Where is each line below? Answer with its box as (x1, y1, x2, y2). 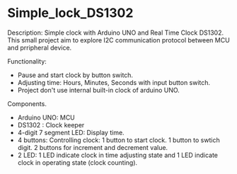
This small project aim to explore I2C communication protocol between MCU (7, 35, 230, 44)
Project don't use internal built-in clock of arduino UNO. (17, 86, 180, 94)
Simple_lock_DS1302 (7, 5, 134, 21)
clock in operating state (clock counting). (17, 158, 138, 167)
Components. (7, 99, 47, 108)
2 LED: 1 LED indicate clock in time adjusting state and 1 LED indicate (17, 151, 218, 159)
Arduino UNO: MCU (17, 113, 76, 122)
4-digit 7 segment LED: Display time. (17, 128, 125, 137)
